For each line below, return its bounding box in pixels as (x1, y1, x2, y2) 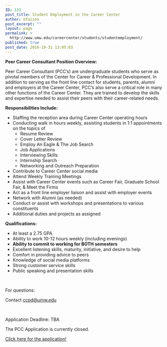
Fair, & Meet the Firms (12, 184, 58, 190)
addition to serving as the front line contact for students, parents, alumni (5, 79, 155, 85)
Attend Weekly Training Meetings (12, 173, 81, 179)
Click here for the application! (5, 335, 66, 342)
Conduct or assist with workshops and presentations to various (12, 200, 144, 206)
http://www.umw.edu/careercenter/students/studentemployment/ (10, 36, 143, 41)
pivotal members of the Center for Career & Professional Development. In (5, 73, 157, 79)
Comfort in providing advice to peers (12, 251, 89, 257)
